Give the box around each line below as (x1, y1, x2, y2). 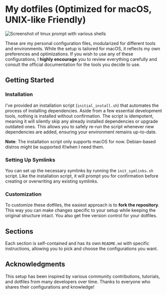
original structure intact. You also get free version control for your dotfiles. (5, 213, 158, 219)
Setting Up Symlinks (5, 156, 56, 163)
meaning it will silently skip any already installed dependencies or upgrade (5, 118, 158, 124)
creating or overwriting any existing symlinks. (5, 178, 99, 184)
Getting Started (5, 76, 54, 84)
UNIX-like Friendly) (5, 14, 86, 25)
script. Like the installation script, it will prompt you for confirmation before (5, 173, 159, 179)
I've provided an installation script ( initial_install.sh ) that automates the (5, 102, 159, 108)
